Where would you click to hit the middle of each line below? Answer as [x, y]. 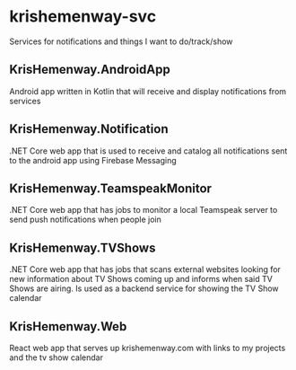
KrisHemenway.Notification [89, 129]
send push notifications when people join [85, 220]
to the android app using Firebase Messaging [93, 160]
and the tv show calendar [56, 357]
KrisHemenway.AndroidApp [90, 70]
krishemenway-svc [83, 17]
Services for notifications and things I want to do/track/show [121, 41]
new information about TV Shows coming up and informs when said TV [141, 279]
